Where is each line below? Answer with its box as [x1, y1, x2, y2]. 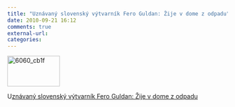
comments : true [7, 23, 52, 30]
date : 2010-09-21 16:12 [7, 17, 77, 24]
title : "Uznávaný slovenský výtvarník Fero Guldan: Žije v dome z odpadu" [7, 10, 230, 17]
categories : [7, 36, 42, 43]
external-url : [7, 29, 49, 37]
